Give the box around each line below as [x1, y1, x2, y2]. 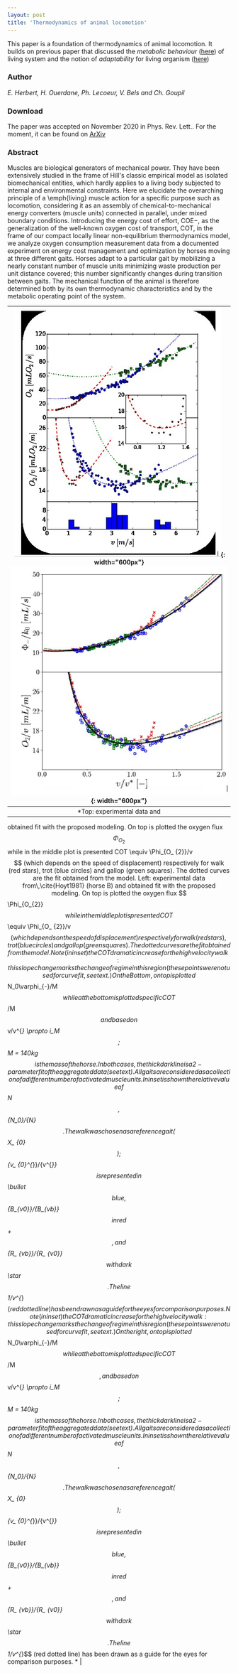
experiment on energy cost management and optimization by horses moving [7, 247, 230, 255]
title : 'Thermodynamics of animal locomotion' [7, 18, 147, 26]
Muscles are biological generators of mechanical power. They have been [7, 163, 220, 172]
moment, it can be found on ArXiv [7, 130, 106, 139]
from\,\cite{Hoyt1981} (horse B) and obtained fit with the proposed [22, 881, 216, 890]
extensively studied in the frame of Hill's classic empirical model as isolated [7, 171, 228, 180]
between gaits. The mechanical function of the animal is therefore [7, 277, 200, 286]
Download [7, 106, 44, 116]
